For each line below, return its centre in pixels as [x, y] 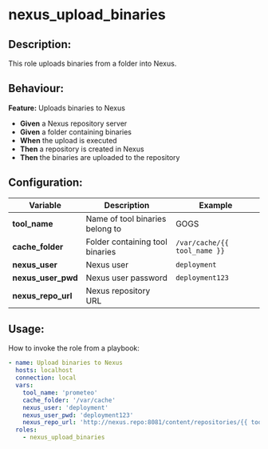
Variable [45, 205]
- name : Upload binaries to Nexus [66, 363]
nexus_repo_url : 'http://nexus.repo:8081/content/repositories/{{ [135, 423]
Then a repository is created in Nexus [82, 149]
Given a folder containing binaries [75, 132]
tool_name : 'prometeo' [60, 393]
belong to [104, 228]
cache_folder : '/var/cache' [69, 400]
